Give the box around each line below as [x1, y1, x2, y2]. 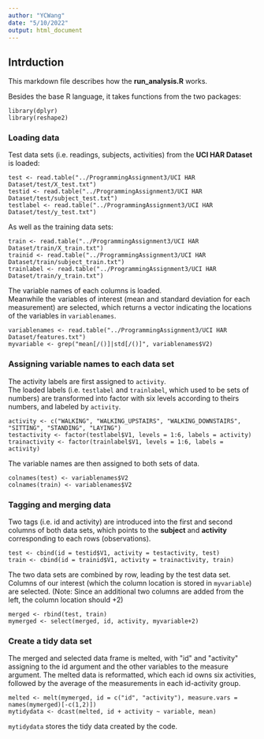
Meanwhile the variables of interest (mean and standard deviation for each [8, 294, 251, 304]
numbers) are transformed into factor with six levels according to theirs [8, 393, 240, 403]
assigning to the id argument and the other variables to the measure [8, 662, 229, 672]
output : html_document [8, 26, 83, 34]
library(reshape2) [8, 114, 69, 123]
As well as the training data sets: [8, 222, 114, 232]
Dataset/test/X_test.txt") [8, 181, 97, 189]
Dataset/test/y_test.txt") [8, 209, 97, 217]
